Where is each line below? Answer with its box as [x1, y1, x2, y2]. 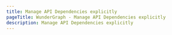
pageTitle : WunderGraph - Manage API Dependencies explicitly [6, 14, 166, 20]
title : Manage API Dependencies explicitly [6, 8, 118, 15]
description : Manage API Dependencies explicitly [6, 20, 134, 26]
